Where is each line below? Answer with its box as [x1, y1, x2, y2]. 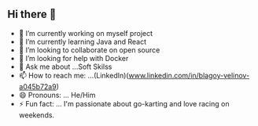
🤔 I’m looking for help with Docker [18, 53, 129, 63]
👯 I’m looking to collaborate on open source [18, 45, 160, 55]
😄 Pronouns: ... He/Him [18, 90, 96, 99]
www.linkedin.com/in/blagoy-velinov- [128, 70, 250, 80]
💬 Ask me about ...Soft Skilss [18, 62, 112, 71]
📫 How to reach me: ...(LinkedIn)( [18, 70, 129, 80]
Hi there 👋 [7, 8, 57, 21]
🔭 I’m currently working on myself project [18, 28, 153, 38]
